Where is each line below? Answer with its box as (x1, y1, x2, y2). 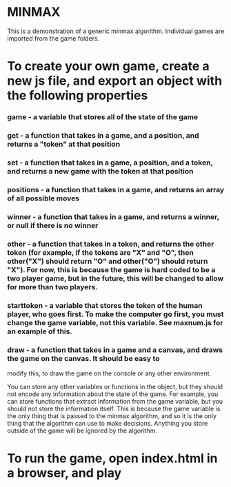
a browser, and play (7, 466, 122, 481)
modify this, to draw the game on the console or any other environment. (7, 369, 212, 377)
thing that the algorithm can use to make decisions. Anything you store (7, 419, 208, 427)
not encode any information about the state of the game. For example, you (7, 390, 219, 398)
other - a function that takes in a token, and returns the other (7, 239, 214, 249)
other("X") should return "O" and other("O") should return (7, 256, 208, 266)
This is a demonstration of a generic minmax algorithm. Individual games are (7, 27, 225, 35)
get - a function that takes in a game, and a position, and (7, 130, 199, 140)
